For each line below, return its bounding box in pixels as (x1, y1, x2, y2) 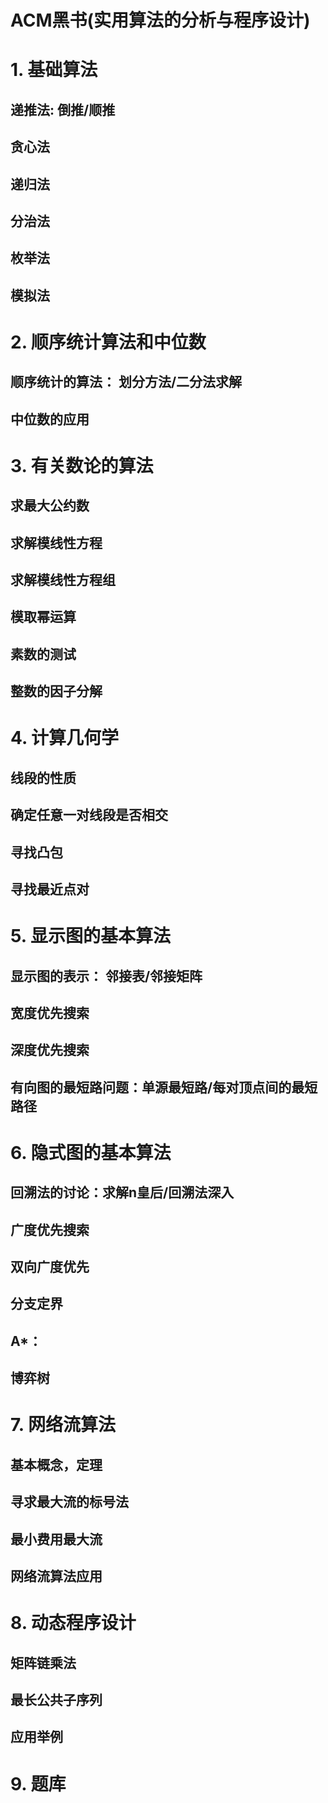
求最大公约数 (10, 497, 90, 515)
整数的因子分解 (10, 683, 103, 700)
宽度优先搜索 (10, 1004, 90, 1021)
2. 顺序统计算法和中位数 (10, 331, 207, 353)
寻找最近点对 (10, 881, 90, 898)
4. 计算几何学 (10, 727, 120, 750)
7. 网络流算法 (10, 1414, 116, 1436)
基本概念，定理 (10, 1456, 103, 1473)
